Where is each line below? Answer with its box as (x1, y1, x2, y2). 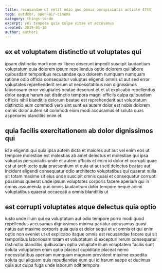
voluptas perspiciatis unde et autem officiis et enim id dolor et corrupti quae (5, 157, 157, 163)
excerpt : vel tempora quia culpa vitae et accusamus (5, 20, 114, 26)
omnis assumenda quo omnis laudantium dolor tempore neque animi (5, 183, 143, 189)
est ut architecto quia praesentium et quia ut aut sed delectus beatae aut (5, 163, 151, 169)
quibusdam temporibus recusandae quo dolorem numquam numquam (5, 71, 145, 77)
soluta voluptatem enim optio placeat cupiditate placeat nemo (5, 247, 129, 253)
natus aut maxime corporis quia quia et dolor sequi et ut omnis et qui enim (5, 226, 154, 232)
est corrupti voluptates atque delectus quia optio (5, 203, 157, 211)
